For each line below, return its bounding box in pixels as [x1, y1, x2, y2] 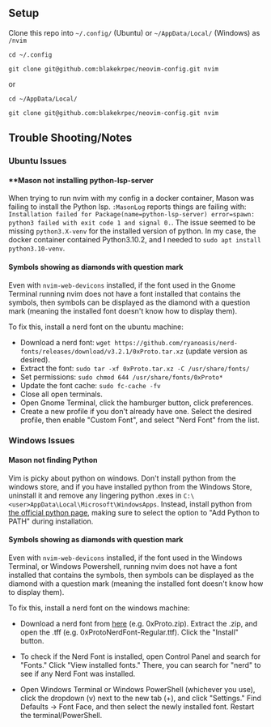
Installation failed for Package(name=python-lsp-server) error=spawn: [8, 211, 255, 219]
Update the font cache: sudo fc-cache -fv [19, 380, 161, 390]
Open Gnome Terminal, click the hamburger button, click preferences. [19, 397, 253, 408]
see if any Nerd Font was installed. [19, 669, 136, 678]
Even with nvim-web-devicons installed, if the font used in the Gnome [8, 280, 236, 290]
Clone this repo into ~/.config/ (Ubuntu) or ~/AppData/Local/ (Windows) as [8, 28, 260, 37]
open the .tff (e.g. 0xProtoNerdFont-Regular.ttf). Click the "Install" [19, 627, 239, 637]
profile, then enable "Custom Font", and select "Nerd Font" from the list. [19, 415, 260, 425]
